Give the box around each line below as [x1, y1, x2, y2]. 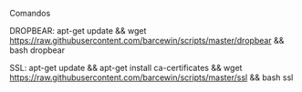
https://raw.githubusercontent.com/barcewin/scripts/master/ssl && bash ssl [9, 72, 294, 83]
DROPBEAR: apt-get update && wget [9, 26, 147, 36]
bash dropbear [9, 45, 66, 56]
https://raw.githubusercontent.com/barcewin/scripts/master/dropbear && [9, 36, 285, 46]
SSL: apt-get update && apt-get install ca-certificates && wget [9, 63, 243, 73]
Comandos [9, 8, 51, 18]
